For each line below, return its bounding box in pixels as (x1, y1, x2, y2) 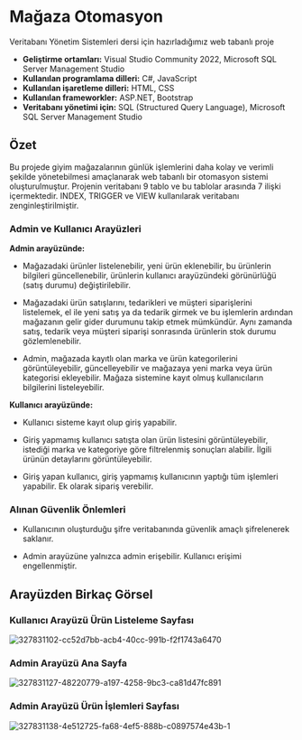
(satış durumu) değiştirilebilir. (22, 280, 132, 291)
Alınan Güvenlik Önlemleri (9, 503, 126, 516)
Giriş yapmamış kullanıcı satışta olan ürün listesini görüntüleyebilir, (22, 435, 269, 445)
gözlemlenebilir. (22, 336, 82, 347)
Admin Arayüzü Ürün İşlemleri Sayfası (9, 700, 180, 713)
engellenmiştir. (22, 560, 78, 571)
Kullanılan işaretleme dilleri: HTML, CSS (22, 82, 175, 93)
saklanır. (22, 533, 54, 544)
